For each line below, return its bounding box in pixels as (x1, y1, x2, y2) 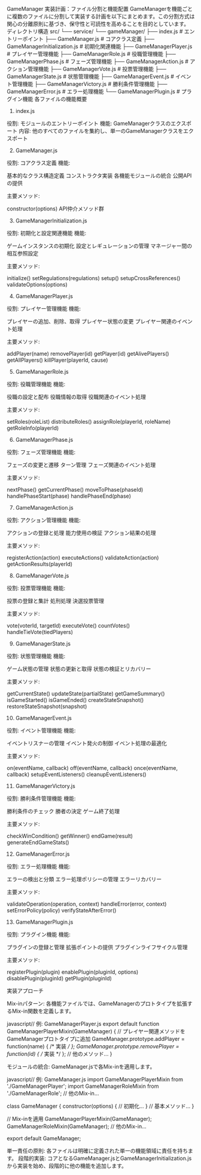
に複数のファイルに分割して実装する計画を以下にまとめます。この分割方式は (7, 13, 195, 20)
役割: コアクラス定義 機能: (7, 159, 71, 166)
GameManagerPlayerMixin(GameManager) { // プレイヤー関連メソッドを (7, 1028, 186, 1035)
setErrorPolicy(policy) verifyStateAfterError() (7, 907, 117, 914)
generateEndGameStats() (7, 839, 69, 846)
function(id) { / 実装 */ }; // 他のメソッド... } (7, 1051, 112, 1057)
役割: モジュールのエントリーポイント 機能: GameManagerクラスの (7, 120, 171, 127)
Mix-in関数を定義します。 (11, 1007, 75, 1015)
